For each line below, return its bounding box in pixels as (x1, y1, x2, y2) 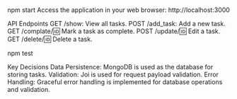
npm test (7, 49, 33, 58)
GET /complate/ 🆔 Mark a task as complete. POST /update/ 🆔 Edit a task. (7, 27, 221, 35)
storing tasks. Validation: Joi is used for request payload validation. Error (7, 70, 219, 79)
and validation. (7, 86, 51, 94)
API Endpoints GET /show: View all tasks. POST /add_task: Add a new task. (7, 20, 226, 28)
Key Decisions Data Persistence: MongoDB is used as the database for (7, 63, 214, 71)
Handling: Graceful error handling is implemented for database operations (7, 78, 223, 86)
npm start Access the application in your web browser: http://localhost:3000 (7, 6, 230, 14)
